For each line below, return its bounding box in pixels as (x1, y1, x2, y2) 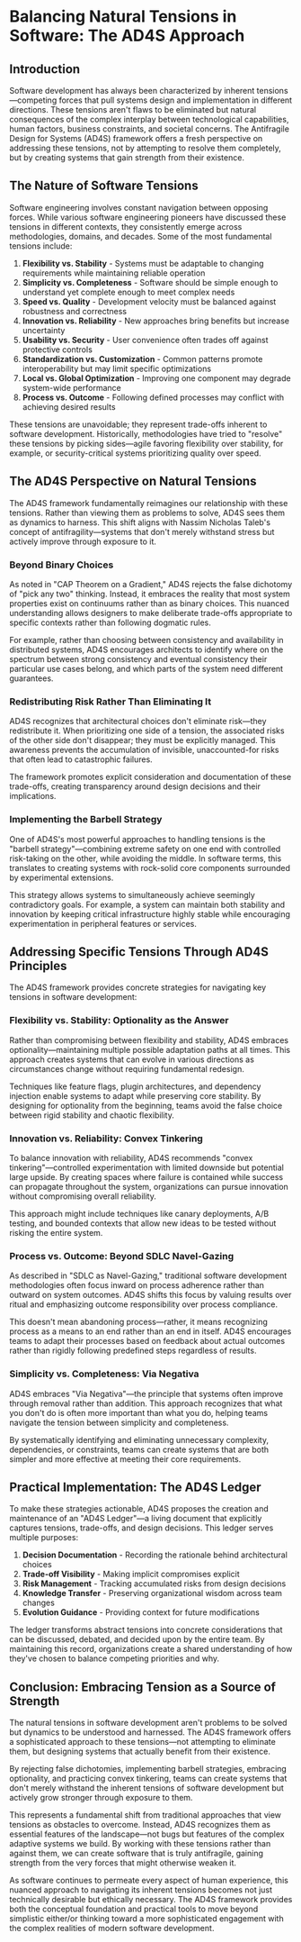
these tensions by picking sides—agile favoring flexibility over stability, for (9, 438, 284, 449)
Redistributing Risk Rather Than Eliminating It (9, 695, 212, 708)
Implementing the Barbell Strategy (9, 813, 163, 826)
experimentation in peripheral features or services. (9, 918, 198, 929)
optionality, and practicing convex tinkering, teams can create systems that (9, 1773, 288, 1784)
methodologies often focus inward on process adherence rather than (9, 1280, 265, 1291)
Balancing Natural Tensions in (9, 6, 237, 27)
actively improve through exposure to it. (9, 536, 157, 547)
